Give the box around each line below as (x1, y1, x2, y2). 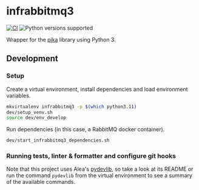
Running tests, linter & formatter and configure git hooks (6, 152, 176, 160)
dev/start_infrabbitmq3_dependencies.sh (6, 137, 110, 143)
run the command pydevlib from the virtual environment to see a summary (6, 172, 193, 179)
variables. (6, 92, 31, 99)
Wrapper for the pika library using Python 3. (6, 36, 116, 43)
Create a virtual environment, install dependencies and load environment (6, 85, 188, 93)
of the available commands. (6, 179, 76, 186)
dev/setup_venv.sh (6, 109, 53, 116)
